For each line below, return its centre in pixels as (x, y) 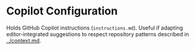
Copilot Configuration (62, 11)
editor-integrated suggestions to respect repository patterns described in (97, 34)
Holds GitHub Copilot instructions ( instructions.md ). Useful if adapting (95, 28)
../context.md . (24, 40)
